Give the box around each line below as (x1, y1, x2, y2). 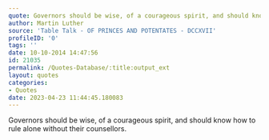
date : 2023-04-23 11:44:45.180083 (8, 94, 124, 102)
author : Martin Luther (8, 19, 84, 27)
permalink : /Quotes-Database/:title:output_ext (8, 64, 171, 72)
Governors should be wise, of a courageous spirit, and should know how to (8, 115, 256, 125)
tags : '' (8, 42, 38, 50)
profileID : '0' (8, 34, 59, 42)
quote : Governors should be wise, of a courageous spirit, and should (8, 11, 249, 20)
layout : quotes (8, 71, 59, 79)
